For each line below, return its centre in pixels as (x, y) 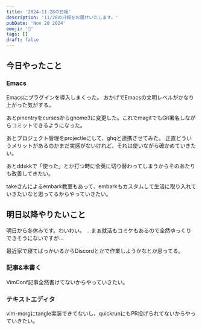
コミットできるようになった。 (48, 125)
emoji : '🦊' (20, 29)
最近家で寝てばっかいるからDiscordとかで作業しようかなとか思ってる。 (95, 250)
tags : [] (17, 34)
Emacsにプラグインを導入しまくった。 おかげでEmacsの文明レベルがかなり (100, 97)
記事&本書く (24, 268)
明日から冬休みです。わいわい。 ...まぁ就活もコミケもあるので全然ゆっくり (99, 230)
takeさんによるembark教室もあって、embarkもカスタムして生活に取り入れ (99, 186)
